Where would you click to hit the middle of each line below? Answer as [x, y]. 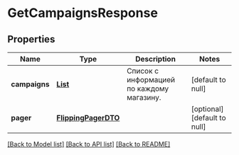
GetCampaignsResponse [83, 13]
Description [155, 59]
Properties [31, 39]
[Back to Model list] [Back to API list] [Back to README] [89, 144]
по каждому [148, 88]
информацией [151, 80]
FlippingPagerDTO [88, 118]
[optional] [207, 109]
